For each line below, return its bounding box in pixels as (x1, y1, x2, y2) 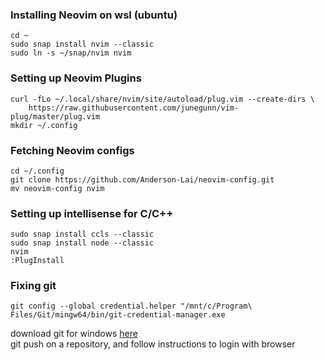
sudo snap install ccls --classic (10, 229, 155, 240)
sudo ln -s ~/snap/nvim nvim (10, 48, 132, 58)
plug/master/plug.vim (10, 111, 101, 122)
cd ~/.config (10, 166, 65, 176)
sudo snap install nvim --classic (10, 39, 155, 50)
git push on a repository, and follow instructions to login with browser (10, 338, 296, 350)
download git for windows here (10, 328, 138, 340)
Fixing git (10, 279, 57, 293)
